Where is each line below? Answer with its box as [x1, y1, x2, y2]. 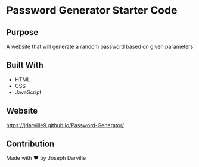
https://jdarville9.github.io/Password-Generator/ [6, 121, 125, 128]
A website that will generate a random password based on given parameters [6, 43, 194, 50]
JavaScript [14, 89, 42, 96]
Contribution [6, 139, 55, 149]
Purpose [6, 27, 39, 37]
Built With [6, 60, 43, 70]
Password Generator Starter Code [6, 4, 178, 17]
